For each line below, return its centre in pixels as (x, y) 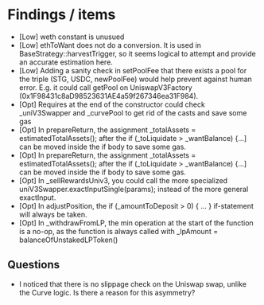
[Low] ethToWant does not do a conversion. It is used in (110, 45)
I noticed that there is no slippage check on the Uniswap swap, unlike (133, 283)
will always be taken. (53, 214)
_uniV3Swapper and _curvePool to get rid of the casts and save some (133, 112)
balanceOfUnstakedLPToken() (68, 240)
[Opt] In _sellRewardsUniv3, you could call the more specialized (123, 180)
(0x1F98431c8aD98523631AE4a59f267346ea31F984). (109, 96)
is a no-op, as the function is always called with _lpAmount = (118, 231)
